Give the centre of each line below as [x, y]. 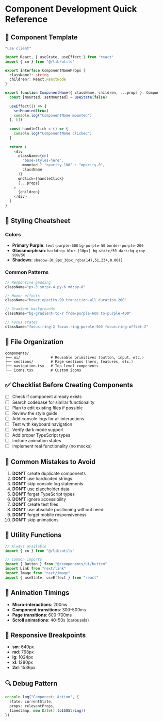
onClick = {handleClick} [41, 178]
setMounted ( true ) [31, 111]
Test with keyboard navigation [42, 424]
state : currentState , [31, 702]
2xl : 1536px [24, 668]
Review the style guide [35, 413]
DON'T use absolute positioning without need [58, 509]
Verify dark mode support [38, 430]
